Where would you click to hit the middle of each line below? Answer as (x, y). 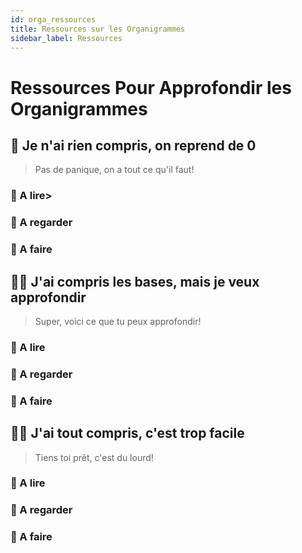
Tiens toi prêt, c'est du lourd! (94, 457)
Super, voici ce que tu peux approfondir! (118, 321)
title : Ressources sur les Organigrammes (98, 29)
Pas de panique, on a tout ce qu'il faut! (114, 170)
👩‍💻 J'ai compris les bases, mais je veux (135, 281)
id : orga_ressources (53, 19)
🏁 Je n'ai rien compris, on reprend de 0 (133, 145)
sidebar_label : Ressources (66, 38)
